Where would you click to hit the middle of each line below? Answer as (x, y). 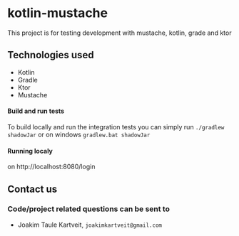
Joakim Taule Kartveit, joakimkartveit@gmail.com (90, 225)
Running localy (30, 151)
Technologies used (51, 55)
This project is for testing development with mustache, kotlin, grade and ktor (119, 33)
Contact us (32, 189)
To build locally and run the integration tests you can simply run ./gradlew (116, 127)
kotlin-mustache (58, 13)
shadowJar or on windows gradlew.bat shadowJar (79, 134)
